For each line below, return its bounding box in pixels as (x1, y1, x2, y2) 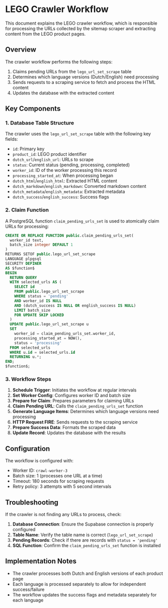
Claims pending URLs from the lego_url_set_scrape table (12, 68, 132, 74)
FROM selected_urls (10, 345, 51, 350)
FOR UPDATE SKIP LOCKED (14, 313, 64, 318)
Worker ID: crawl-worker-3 (12, 467, 68, 473)
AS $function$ (5, 265, 35, 271)
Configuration (5, 444, 50, 453)
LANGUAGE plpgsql (5, 256, 42, 262)
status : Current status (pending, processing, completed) (12, 162, 130, 168)
